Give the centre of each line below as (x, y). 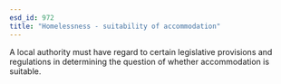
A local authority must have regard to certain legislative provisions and (141, 51)
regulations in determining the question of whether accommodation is (140, 61)
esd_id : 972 (32, 18)
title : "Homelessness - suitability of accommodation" (115, 26)
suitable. (25, 71)
